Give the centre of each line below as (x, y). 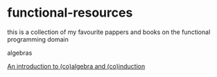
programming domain (38, 39)
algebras (20, 53)
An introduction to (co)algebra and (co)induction (76, 66)
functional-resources (70, 13)
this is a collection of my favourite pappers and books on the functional (109, 32)
